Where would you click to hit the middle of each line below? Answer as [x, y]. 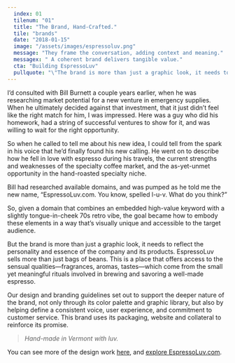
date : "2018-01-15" [42, 40]
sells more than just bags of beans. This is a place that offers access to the [115, 259]
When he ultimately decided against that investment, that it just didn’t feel [113, 107]
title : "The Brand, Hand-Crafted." [65, 27]
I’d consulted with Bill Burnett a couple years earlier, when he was [102, 93]
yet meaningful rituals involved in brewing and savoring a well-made [106, 274]
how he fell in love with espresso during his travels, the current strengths [112, 158]
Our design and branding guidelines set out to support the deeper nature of [116, 295]
